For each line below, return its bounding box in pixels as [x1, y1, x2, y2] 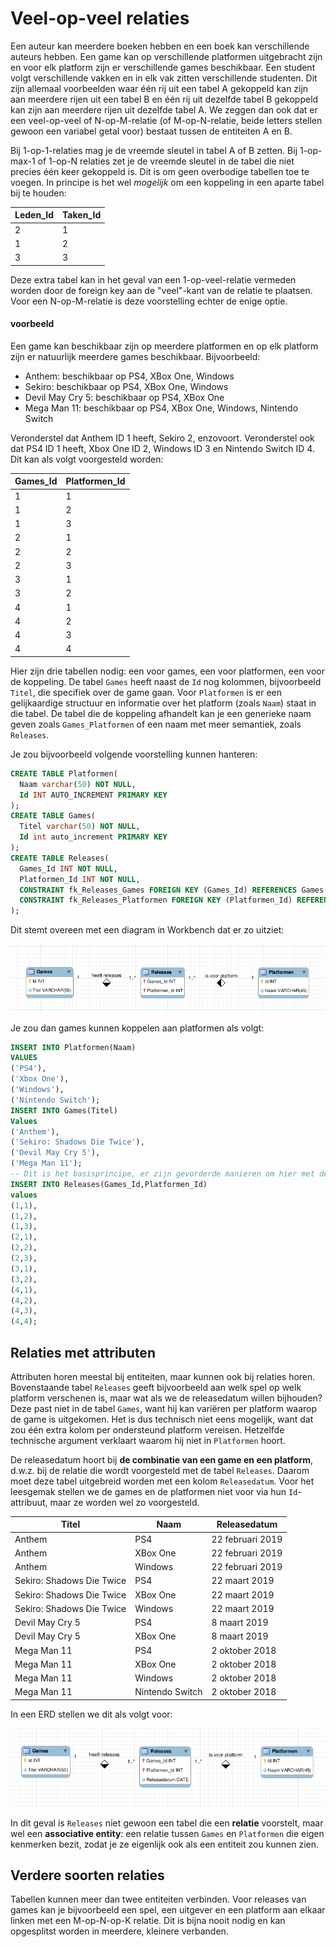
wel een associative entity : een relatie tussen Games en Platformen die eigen [10, 1827, 325, 1839]
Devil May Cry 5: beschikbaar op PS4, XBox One [24, 391, 225, 403]
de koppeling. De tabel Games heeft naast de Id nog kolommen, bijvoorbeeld [10, 675, 322, 687]
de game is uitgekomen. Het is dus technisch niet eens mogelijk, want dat [10, 1413, 314, 1425]
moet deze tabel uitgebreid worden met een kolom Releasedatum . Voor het [10, 1475, 315, 1487]
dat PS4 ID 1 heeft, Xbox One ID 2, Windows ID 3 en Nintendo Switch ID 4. [10, 442, 315, 454]
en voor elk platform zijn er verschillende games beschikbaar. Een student [10, 61, 316, 73]
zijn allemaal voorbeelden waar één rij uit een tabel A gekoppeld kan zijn [10, 82, 309, 94]
